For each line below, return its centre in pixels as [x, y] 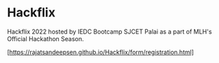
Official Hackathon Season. [46, 38]
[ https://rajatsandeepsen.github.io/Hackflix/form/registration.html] [100, 52]
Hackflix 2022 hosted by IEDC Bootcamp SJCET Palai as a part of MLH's [109, 32]
